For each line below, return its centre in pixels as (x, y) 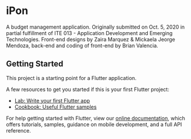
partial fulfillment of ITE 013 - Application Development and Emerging (89, 33)
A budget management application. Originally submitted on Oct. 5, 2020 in (95, 27)
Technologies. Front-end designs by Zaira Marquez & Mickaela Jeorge (91, 39)
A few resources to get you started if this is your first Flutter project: (88, 89)
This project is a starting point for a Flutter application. (71, 78)
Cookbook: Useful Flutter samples (55, 107)
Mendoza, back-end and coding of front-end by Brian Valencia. (82, 46)
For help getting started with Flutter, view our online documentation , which (96, 118)
